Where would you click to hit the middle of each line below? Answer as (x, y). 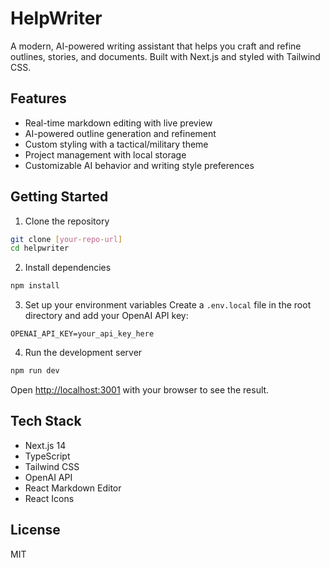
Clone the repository (67, 221)
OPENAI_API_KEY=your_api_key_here (82, 334)
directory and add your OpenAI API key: (106, 316)
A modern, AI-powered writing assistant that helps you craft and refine (156, 46)
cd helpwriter (40, 248)
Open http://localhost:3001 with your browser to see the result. (140, 390)
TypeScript (47, 456)
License (35, 530)
